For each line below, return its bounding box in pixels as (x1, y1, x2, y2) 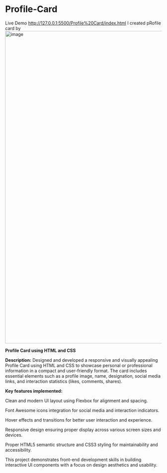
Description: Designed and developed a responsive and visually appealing (5, 357, 158, 363)
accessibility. (5, 447, 32, 453)
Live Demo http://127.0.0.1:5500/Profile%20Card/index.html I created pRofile (5, 20, 162, 26)
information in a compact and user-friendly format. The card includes (5, 368, 147, 374)
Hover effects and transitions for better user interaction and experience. (5, 417, 153, 423)
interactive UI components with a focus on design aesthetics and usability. (5, 462, 158, 468)
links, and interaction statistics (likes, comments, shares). (5, 378, 123, 384)
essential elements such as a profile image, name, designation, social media (5, 373, 161, 379)
